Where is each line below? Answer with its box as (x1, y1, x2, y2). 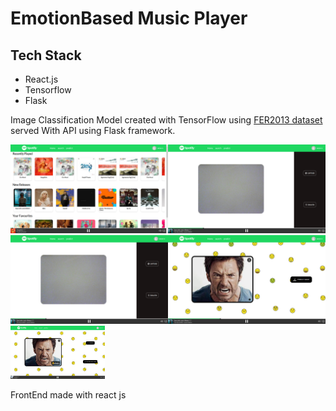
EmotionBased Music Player (10, 7, 248, 30)
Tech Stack (10, 47, 82, 64)
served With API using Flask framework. (10, 125, 176, 136)
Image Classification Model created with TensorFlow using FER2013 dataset (10, 114, 323, 126)
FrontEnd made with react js (10, 388, 127, 401)
